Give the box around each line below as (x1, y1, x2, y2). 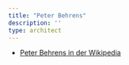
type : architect (8, 26, 62, 34)
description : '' (8, 19, 62, 27)
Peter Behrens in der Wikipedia (19, 48, 121, 58)
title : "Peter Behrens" (8, 11, 87, 20)
